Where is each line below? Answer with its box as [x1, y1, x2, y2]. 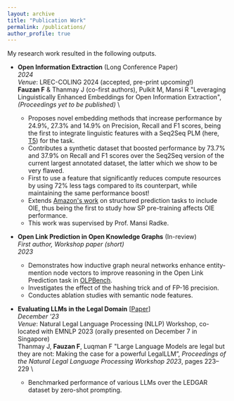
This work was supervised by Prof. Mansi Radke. [27, 219, 169, 228]
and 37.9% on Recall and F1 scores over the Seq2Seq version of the [27, 152, 225, 160]
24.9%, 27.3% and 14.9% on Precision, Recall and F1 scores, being [27, 121, 221, 130]
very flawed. [27, 166, 65, 175]
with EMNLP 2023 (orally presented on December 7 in [41, 327, 197, 335]
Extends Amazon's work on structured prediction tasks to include [27, 197, 218, 205]
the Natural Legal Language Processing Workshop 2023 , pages [17, 357, 203, 366]
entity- [206, 261, 226, 270]
